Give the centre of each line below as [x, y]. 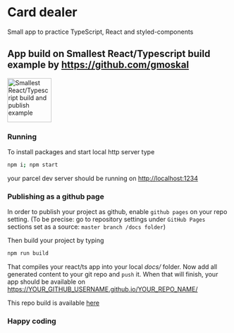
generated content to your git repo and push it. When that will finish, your [113, 275]
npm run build [28, 253]
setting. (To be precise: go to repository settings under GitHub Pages [106, 220]
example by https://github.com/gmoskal [98, 65]
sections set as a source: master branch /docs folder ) [87, 227]
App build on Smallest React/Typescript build [109, 54]
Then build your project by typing [56, 241]
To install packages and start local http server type [81, 152]
